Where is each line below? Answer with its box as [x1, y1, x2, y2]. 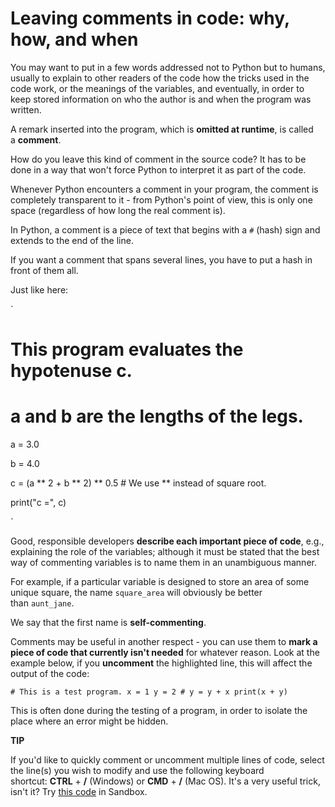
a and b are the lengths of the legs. [10, 405, 304, 428]
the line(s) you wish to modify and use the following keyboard [10, 765, 265, 777]
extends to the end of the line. [10, 234, 134, 246]
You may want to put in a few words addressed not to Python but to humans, [10, 61, 326, 73]
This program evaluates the [10, 338, 244, 361]
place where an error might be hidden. [10, 715, 169, 727]
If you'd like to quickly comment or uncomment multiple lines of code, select [10, 754, 325, 766]
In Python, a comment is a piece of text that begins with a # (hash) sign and [10, 223, 321, 236]
